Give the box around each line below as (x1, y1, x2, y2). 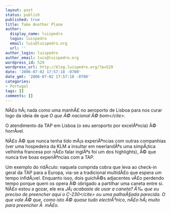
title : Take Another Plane (5, 22, 63, 27)
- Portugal (5, 83, 29, 89)
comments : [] (5, 93, 33, 98)
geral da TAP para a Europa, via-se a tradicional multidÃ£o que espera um (5, 169, 162, 176)
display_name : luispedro (10, 31, 63, 36)
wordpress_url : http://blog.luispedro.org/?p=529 (5, 65, 114, 70)
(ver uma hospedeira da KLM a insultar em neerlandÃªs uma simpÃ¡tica (5, 143, 156, 150)
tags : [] (5, 88, 24, 94)
